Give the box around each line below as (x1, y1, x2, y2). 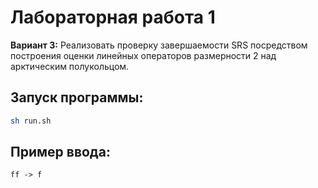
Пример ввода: (10, 144, 111, 161)
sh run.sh (10, 116, 52, 126)
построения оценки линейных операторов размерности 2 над (10, 49, 277, 61)
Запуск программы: (10, 89, 144, 106)
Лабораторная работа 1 (10, 6, 216, 29)
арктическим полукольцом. (10, 60, 130, 72)
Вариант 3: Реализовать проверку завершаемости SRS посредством (10, 39, 308, 51)
